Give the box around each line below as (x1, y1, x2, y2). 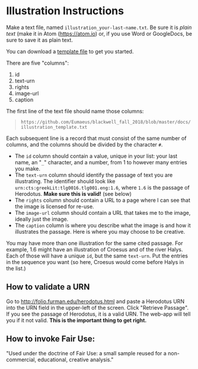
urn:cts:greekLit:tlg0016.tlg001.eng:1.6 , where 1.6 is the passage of (14, 184, 190, 191)
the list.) (6, 265, 26, 272)
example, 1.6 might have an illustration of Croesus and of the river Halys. (6, 246, 183, 253)
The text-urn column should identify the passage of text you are (14, 171, 173, 179)
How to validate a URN (6, 282, 90, 292)
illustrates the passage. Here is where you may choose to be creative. (14, 228, 186, 235)
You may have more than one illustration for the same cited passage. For (6, 239, 183, 247)
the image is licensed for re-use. (14, 203, 94, 210)
